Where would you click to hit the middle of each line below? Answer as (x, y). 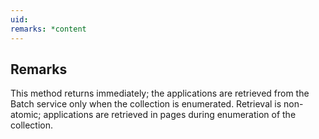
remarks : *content (48, 29)
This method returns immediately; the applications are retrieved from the (160, 93)
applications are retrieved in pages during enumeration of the (170, 115)
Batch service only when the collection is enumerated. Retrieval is (146, 104)
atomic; (26, 115)
